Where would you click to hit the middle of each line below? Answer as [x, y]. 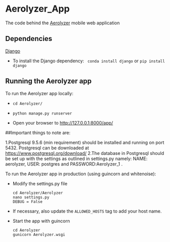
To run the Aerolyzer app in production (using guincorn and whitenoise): [81, 174]
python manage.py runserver [42, 113]
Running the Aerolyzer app [48, 81]
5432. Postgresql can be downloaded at [47, 148]
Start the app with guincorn [41, 221]
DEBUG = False [27, 201]
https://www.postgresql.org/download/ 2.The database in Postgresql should [85, 153]
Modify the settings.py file [40, 183]
